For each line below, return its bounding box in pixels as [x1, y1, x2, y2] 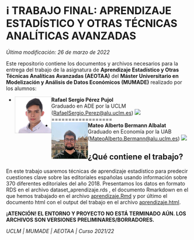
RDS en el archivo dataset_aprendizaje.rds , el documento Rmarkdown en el [6, 186, 189, 193]
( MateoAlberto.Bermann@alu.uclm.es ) [87, 135, 180, 142]
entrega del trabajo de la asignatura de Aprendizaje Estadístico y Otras [6, 66, 179, 73]
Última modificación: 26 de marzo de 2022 [6, 49, 110, 56]
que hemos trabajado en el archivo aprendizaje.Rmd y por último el [6, 192, 168, 199]
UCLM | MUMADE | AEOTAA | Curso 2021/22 [6, 227, 115, 234]
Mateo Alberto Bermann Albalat [87, 122, 167, 129]
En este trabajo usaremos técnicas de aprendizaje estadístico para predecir [6, 167, 188, 174]
